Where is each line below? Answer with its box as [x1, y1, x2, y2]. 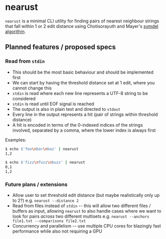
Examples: [5, 137, 26, 143]
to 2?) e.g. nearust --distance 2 [12, 198, 79, 204]
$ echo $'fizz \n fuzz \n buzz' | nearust [5, 160, 85, 165]
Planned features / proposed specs [5, 43, 116, 51]
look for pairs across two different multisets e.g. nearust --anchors [12, 213, 150, 220]
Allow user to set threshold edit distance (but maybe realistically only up [12, 192, 160, 198]
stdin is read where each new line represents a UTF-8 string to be [12, 90, 148, 96]
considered [12, 95, 36, 101]
